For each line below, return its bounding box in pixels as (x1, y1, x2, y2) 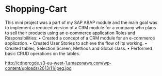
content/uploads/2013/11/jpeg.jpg (5, 65, 72, 71)
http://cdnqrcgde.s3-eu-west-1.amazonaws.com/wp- (5, 60, 112, 66)
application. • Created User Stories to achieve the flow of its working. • (5, 40, 147, 46)
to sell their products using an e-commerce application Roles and (5, 30, 136, 36)
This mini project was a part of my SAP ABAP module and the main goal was (5, 19, 158, 25)
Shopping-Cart (5, 3, 67, 15)
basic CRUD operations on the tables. (5, 50, 80, 57)
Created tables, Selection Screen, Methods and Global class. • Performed (5, 45, 153, 51)
